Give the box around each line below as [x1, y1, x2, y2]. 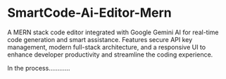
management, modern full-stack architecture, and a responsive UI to [7, 43, 206, 51]
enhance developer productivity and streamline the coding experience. [7, 50, 213, 59]
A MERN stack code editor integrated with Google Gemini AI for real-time [7, 28, 219, 36]
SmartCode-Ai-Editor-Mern [7, 5, 172, 21]
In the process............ [7, 64, 70, 72]
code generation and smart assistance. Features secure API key [7, 35, 193, 43]
